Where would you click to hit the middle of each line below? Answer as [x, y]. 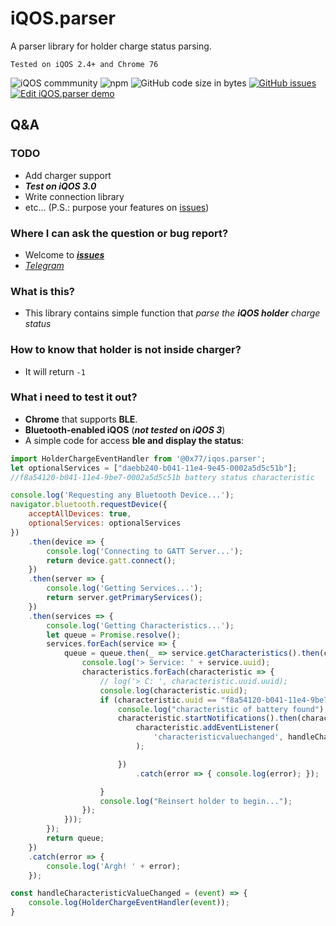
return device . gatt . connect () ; [111, 560]
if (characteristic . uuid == [158, 700]
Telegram [44, 265]
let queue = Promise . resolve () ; [114, 635]
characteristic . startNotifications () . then [207, 718]
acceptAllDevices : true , [80, 514]
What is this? [42, 291]
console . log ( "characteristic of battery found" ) [221, 709]
